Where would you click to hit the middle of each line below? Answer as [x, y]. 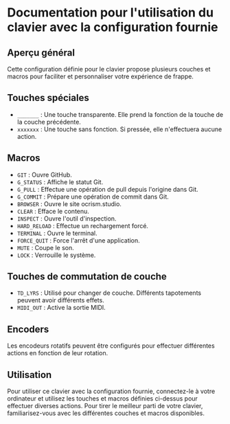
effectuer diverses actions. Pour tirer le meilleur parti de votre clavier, [105, 406]
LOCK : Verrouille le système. [56, 255]
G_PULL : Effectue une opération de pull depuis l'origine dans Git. [108, 189]
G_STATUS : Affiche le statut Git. [60, 182]
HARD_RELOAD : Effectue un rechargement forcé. [83, 225]
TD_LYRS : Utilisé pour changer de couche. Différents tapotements [109, 293]
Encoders [28, 329]
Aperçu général [41, 53]
